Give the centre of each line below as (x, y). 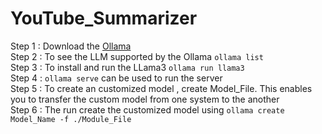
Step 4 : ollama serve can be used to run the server (116, 78)
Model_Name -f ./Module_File (71, 119)
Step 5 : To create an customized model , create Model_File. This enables (161, 88)
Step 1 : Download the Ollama (71, 46)
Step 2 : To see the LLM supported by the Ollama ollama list (137, 56)
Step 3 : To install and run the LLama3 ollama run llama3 (127, 67)
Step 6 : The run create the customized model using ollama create (147, 109)
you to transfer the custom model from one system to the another (145, 99)
